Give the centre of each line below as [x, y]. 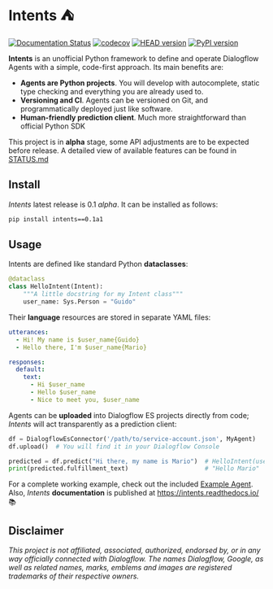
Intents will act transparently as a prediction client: [93, 424]
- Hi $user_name [57, 385]
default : [30, 369]
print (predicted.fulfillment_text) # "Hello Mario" [134, 469]
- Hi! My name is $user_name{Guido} [78, 340]
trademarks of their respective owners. [74, 576]
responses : [27, 362]
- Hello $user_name [63, 393]
